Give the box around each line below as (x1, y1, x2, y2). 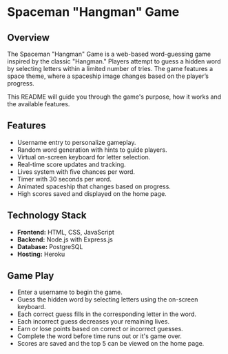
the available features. (7, 100, 70, 108)
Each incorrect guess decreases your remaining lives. (17, 317, 170, 326)
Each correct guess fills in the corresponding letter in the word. (17, 310, 197, 318)
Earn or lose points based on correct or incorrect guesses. (17, 325, 184, 333)
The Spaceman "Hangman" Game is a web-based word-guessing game (7, 50, 211, 58)
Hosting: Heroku (17, 250, 65, 258)
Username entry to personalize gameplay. (17, 138, 136, 146)
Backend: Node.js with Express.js (17, 235, 114, 244)
